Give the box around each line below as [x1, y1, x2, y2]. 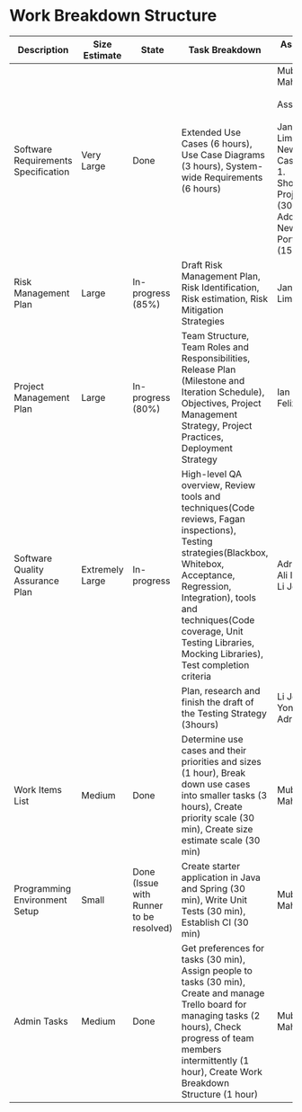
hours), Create [181, 800, 243, 813]
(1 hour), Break [181, 766, 246, 778]
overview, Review [181, 478, 256, 491]
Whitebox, [181, 557, 225, 570]
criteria [181, 670, 211, 682]
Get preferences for [181, 941, 265, 954]
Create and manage [181, 986, 265, 999]
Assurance [13, 574, 60, 587]
